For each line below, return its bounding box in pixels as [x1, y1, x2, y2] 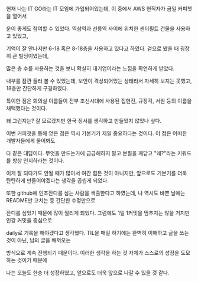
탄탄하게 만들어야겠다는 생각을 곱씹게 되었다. [6, 177, 109, 184]
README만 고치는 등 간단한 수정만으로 [6, 197, 96, 204]
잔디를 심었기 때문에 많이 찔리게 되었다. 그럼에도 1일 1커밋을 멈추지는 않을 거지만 [6, 209, 190, 217]
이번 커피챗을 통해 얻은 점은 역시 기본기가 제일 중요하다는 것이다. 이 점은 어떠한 [6, 130, 187, 137]
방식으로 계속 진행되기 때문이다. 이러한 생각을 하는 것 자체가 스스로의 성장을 [6, 250, 180, 256]
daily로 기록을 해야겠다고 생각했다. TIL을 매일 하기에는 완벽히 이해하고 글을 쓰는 [6, 229, 189, 236]
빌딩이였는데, [18, 53, 49, 59]
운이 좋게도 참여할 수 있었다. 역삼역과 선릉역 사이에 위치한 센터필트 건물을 [6, 25, 175, 32]
